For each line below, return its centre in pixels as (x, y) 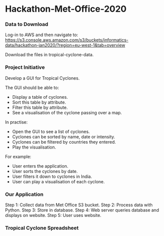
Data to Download (27, 24)
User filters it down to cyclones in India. (52, 176)
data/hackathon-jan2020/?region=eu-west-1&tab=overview (65, 45)
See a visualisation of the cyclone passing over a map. (67, 112)
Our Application (24, 194)
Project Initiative (25, 67)
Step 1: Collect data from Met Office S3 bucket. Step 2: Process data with (79, 205)
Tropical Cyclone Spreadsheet (42, 228)
